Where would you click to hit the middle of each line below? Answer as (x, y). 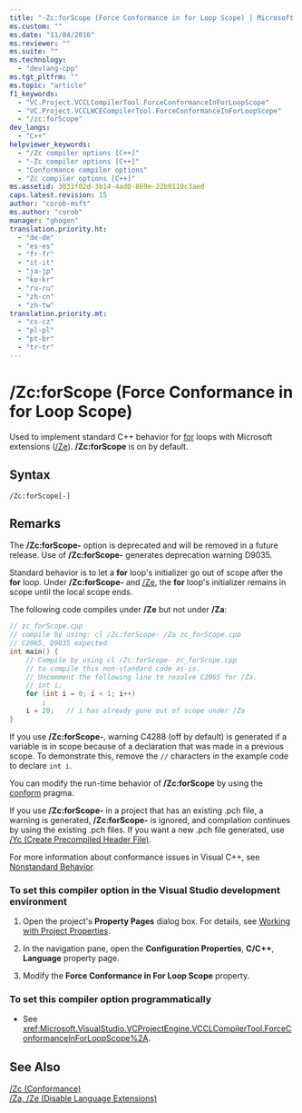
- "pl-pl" (36, 331)
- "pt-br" (36, 339)
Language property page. (71, 959)
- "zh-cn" (36, 296)
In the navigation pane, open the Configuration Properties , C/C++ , (148, 949)
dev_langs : (30, 128)
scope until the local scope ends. (71, 592)
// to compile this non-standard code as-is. (113, 669)
